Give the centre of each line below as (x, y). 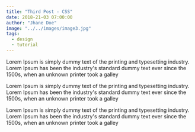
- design (22, 39)
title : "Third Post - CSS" (39, 12)
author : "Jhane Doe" (32, 23)
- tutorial (25, 45)
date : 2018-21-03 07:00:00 (39, 17)
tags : (13, 34)
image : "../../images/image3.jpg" (49, 28)
